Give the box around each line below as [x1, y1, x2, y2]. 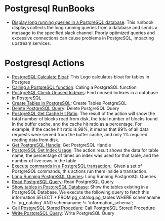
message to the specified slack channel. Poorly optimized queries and [11, 30, 155, 36]
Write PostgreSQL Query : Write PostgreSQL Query [11, 210, 115, 216]
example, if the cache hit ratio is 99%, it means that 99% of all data [11, 126, 149, 132]
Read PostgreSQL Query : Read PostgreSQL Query [11, 179, 114, 184]
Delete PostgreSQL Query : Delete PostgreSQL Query [11, 105, 120, 111]
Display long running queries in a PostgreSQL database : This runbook [11, 19, 154, 25]
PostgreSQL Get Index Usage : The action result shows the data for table [11, 147, 159, 153]
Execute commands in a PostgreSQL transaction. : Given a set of [11, 163, 142, 169]
